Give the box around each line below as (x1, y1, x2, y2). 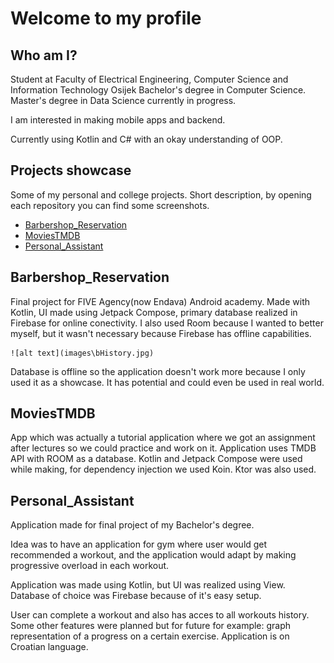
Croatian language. (10, 641, 89, 653)
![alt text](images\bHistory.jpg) (10, 348, 155, 358)
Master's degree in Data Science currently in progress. (10, 95, 237, 106)
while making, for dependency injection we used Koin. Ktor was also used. (10, 463, 317, 476)
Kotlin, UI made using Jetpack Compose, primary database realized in (10, 306, 298, 318)
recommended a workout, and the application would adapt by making (10, 549, 297, 561)
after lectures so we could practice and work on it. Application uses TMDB (10, 442, 317, 454)
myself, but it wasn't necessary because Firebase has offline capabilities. (10, 327, 312, 339)
